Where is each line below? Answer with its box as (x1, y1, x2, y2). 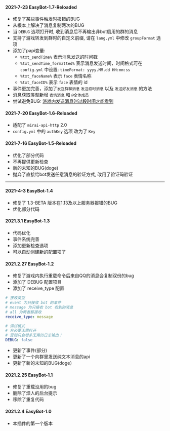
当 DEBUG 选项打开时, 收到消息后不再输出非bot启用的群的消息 (12, 28, 138, 35)
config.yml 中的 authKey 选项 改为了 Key (12, 128, 96, 134)
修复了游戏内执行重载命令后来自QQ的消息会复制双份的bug (12, 272, 134, 279)
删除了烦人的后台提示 (12, 390, 57, 396)
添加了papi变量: (12, 48, 46, 54)
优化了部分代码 (12, 152, 44, 158)
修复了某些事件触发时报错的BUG (12, 16, 80, 22)
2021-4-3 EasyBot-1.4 (5, 188, 53, 194)
